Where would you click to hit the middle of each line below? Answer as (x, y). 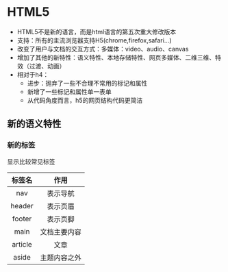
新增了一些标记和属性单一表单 (69, 91)
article (22, 244)
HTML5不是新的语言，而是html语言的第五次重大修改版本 (97, 32)
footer (22, 219)
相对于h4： (33, 74)
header (22, 206)
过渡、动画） (47, 66)
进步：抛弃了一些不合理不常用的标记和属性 (87, 83)
